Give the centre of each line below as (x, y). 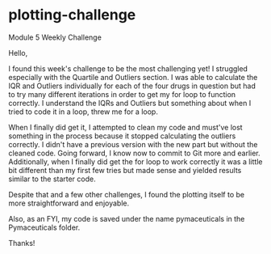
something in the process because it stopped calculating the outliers (122, 136)
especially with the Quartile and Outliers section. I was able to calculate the (133, 77)
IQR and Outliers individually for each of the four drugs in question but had (132, 86)
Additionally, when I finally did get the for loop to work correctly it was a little (135, 161)
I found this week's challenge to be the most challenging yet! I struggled (128, 68)
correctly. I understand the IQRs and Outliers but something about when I (130, 103)
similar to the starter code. (52, 179)
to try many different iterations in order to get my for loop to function (122, 94)
